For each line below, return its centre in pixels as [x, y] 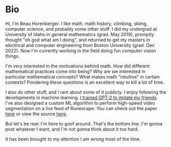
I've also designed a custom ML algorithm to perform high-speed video [80, 103]
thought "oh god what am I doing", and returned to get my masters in [78, 40]
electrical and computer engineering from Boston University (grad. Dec [80, 45]
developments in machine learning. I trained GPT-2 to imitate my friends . [82, 97]
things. [13, 56]
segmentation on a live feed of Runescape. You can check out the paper [81, 108]
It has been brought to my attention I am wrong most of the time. [73, 139]
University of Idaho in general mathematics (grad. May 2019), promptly [80, 34]
